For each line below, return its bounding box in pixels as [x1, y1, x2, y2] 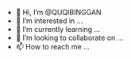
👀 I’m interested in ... [15, 16, 83, 26]
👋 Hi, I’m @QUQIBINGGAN [15, 8, 102, 17]
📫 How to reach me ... [15, 42, 90, 51]
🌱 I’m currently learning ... [15, 25, 101, 33]
